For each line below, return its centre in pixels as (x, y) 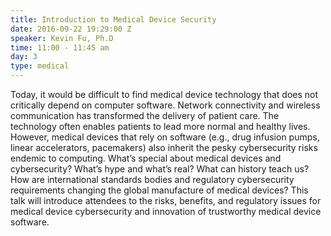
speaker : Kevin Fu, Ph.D (62, 38)
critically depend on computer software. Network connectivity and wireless (165, 105)
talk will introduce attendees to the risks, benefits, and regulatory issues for (166, 200)
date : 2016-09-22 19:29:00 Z (71, 29)
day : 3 (24, 57)
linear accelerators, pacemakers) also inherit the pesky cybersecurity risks (164, 147)
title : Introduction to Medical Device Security (113, 19)
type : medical (40, 66)
